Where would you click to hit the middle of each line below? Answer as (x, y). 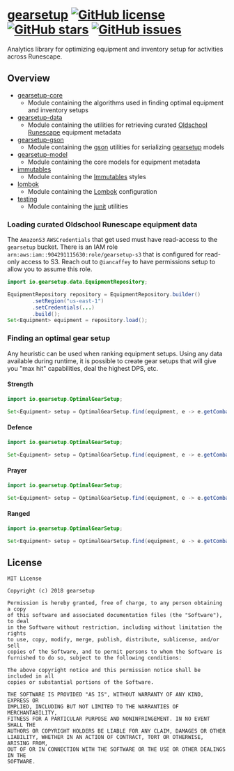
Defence (20, 427)
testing (27, 199)
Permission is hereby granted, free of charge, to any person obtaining (115, 603)
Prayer (17, 471)
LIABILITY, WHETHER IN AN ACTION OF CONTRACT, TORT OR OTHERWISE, (106, 738)
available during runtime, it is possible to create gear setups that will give (112, 361)
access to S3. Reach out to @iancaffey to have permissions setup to (118, 262)
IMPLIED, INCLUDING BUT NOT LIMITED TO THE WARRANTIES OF (93, 707)
